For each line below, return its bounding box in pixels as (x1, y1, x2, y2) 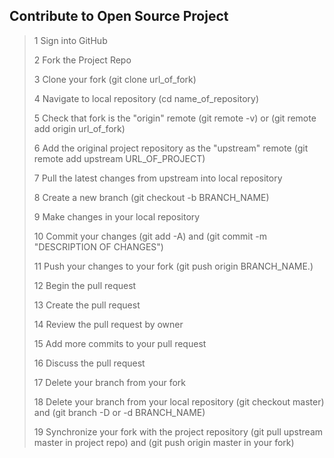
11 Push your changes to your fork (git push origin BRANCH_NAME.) (33, 260, 314, 272)
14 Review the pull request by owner (33, 318, 184, 330)
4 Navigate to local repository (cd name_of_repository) (33, 92, 260, 104)
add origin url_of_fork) (33, 122, 126, 134)
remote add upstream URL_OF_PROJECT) (33, 152, 206, 164)
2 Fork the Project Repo (33, 54, 132, 66)
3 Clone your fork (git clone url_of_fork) (33, 73, 197, 85)
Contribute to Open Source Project (9, 8, 229, 25)
